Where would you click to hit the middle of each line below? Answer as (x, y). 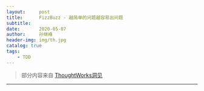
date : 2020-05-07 (36, 29)
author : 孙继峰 (29, 35)
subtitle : (19, 23)
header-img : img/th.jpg (36, 40)
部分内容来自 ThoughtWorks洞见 (62, 75)
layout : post (28, 12)
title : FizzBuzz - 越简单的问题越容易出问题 (65, 18)
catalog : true (24, 46)
